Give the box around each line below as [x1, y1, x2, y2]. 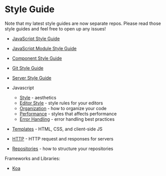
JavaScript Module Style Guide [12, 45, 77, 51]
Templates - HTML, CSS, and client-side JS [12, 126, 103, 132]
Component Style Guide [12, 55, 62, 61]
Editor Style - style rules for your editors [19, 100, 103, 106]
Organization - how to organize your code [19, 105, 107, 111]
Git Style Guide [12, 65, 44, 71]
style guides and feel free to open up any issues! [5, 25, 106, 31]
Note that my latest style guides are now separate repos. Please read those [5, 20, 161, 26]
